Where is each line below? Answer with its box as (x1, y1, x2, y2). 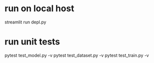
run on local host (4, 3, 75, 14)
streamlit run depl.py (4, 19, 47, 25)
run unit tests (4, 36, 60, 47)
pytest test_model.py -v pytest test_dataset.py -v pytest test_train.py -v (4, 52, 149, 58)
